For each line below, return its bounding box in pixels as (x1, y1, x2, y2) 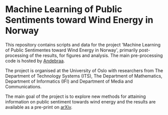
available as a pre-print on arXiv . (5, 104, 73, 110)
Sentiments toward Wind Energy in (5, 14, 153, 26)
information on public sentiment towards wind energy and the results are (5, 98, 156, 104)
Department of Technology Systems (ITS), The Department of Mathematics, (5, 73, 162, 79)
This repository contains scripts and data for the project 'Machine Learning (5, 41, 161, 47)
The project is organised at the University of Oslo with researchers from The (5, 67, 163, 74)
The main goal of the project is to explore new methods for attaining (5, 93, 146, 99)
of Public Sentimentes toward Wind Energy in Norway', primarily (5, 47, 138, 53)
